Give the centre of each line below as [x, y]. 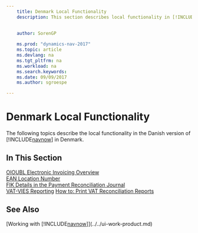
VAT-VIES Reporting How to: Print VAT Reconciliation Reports [80, 191]
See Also [23, 210]
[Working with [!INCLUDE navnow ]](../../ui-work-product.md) [79, 224]
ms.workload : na [37, 66]
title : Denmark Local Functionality [62, 12]
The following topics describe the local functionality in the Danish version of [98, 133]
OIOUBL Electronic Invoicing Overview [53, 172]
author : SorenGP [37, 34]
